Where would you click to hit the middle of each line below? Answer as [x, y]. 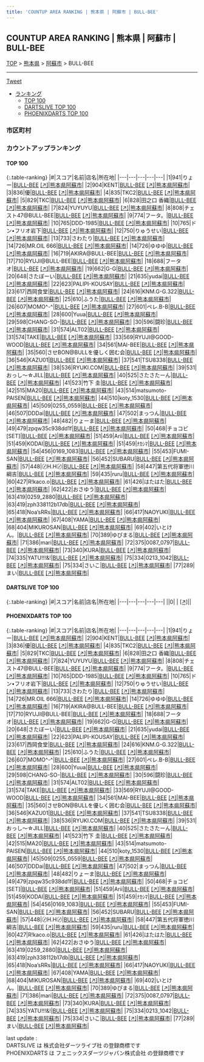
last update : [22, 1038]
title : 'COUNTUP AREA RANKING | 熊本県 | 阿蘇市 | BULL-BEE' [83, 12]
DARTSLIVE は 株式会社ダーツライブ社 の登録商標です [73, 1045]
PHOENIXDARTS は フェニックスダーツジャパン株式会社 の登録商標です [96, 1053]
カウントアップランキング [43, 148]
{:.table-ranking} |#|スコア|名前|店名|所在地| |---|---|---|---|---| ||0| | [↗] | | [99, 602]
